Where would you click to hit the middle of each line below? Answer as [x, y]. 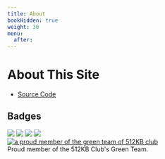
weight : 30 [23, 27]
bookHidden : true [33, 20]
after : [23, 40]
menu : [15, 33]
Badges [24, 116]
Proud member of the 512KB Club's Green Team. [78, 149]
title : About [26, 14]
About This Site [54, 75]
